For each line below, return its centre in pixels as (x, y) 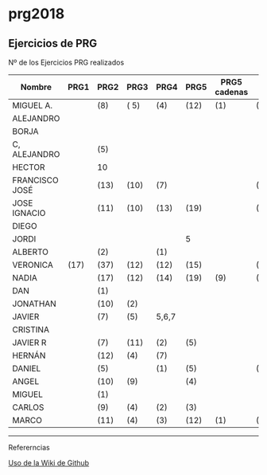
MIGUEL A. (33, 106)
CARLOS (28, 407)
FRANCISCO (36, 180)
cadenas (231, 92)
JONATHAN (35, 304)
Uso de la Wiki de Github (49, 463)
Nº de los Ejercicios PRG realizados (66, 62)
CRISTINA (31, 330)
